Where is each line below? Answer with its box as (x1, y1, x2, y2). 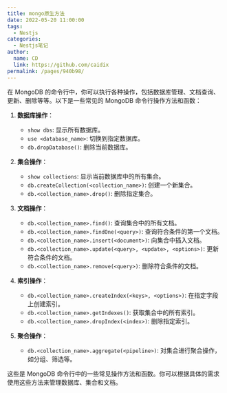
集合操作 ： (17, 157, 48, 165)
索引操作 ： (17, 276, 48, 285)
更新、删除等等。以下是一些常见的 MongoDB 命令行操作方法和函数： (7, 96, 202, 104)
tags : (7, 23, 23, 30)
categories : (7, 36, 41, 43)
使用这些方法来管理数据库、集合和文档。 (7, 378, 122, 386)
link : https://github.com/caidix (13, 61, 109, 68)
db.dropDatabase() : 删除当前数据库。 (27, 143, 132, 151)
